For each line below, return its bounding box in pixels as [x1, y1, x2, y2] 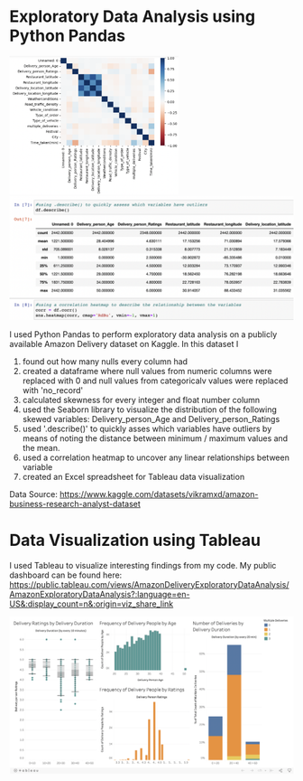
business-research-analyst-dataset [9, 498, 142, 509]
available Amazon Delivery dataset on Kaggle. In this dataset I [9, 338, 239, 349]
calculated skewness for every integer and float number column [22, 394, 261, 405]
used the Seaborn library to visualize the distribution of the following [22, 404, 278, 415]
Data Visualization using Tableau [9, 530, 262, 550]
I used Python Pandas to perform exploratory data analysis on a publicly [9, 328, 278, 340]
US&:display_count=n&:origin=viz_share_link [9, 598, 174, 609]
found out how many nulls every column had [22, 355, 188, 367]
